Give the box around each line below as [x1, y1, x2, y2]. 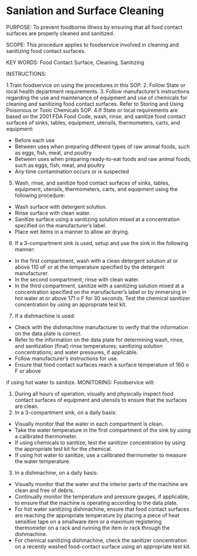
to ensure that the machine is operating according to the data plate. [14, 499, 178, 506]
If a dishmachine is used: [14, 312, 75, 319]
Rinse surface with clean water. [14, 209, 91, 216]
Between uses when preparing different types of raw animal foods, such [14, 143, 190, 150]
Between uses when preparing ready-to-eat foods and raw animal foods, [14, 155, 192, 162]
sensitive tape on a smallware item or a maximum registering [14, 518, 162, 525]
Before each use [14, 136, 55, 143]
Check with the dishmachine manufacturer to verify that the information [14, 323, 188, 330]
